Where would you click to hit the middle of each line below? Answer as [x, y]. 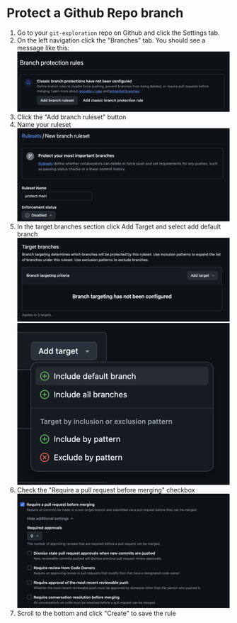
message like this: [43, 48]
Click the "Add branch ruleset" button [71, 117]
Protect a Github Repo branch [95, 13]
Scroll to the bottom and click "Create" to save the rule [96, 613]
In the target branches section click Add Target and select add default [118, 227]
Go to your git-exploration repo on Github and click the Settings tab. [118, 33]
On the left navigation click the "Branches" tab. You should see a [111, 40]
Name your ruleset [44, 125]
